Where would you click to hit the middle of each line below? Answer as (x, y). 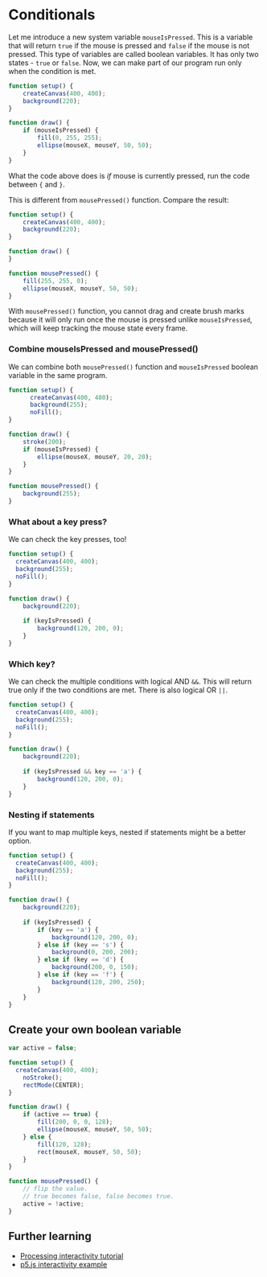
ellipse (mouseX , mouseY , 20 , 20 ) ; (95, 457)
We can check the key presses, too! (68, 540)
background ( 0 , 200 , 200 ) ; (94, 952)
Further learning (50, 1236)
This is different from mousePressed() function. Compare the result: (119, 199)
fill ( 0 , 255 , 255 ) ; (70, 138)
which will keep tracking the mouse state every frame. (98, 328)
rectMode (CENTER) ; (53, 1085)
